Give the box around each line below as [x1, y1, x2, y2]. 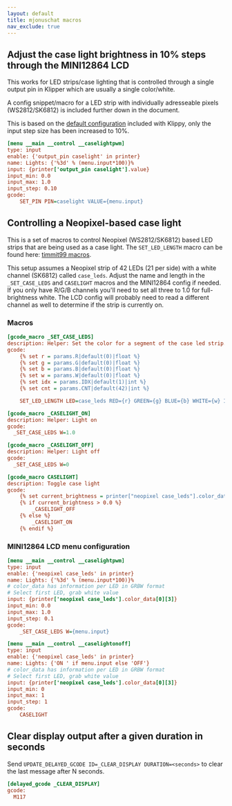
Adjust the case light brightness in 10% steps [7, 48, 206, 60]
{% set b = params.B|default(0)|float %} [19, 366, 140, 373]
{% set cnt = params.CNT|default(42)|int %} [19, 385, 150, 392]
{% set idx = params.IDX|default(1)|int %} [19, 379, 147, 386]
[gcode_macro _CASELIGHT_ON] [7, 410, 91, 417]
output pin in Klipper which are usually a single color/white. [7, 85, 175, 93]
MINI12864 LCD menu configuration [7, 541, 130, 551]
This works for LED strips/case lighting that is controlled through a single [7, 78, 214, 87]
